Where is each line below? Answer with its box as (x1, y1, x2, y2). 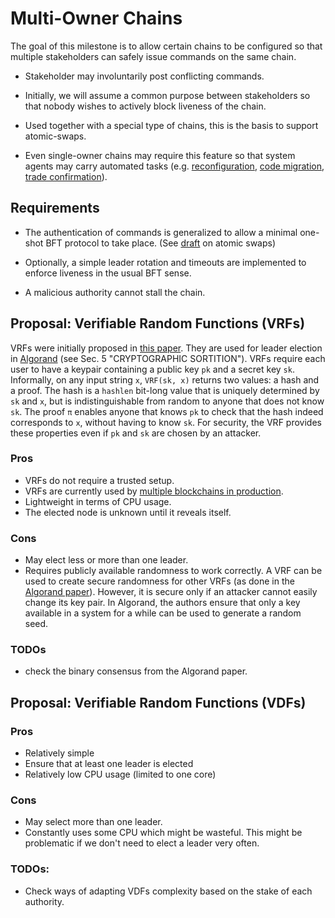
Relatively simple (24, 747, 95, 759)
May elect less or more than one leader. (24, 554, 189, 566)
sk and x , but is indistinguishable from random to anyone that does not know (10, 395, 325, 407)
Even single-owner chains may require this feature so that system (24, 149, 296, 161)
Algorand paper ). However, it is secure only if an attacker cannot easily (24, 586, 318, 598)
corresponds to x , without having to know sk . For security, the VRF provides (10, 416, 322, 428)
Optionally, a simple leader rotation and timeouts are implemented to (24, 256, 307, 268)
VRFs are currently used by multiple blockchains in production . (24, 485, 284, 497)
